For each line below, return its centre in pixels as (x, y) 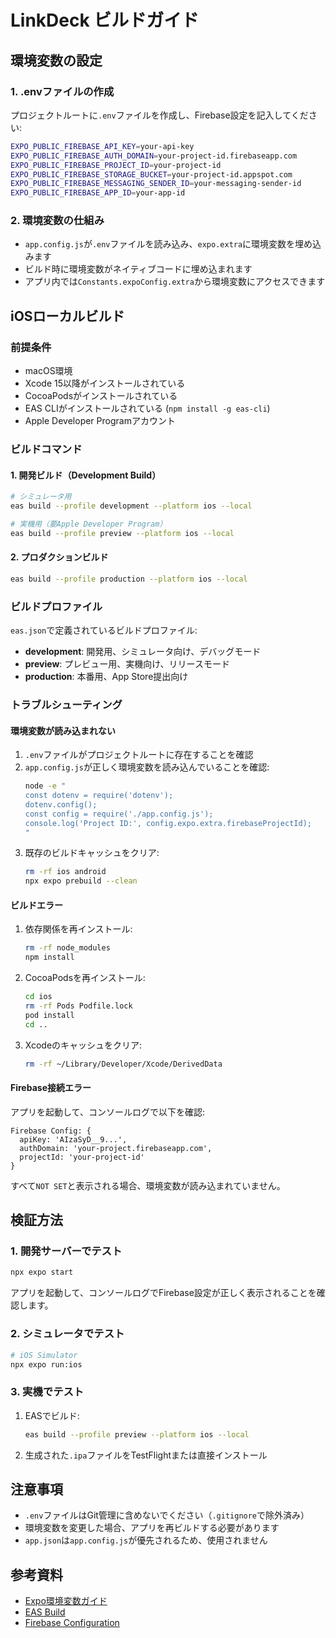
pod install (49, 1015)
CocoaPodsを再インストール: (85, 978)
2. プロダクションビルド (59, 557)
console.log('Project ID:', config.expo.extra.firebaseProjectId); (168, 823)
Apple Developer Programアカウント (100, 421)
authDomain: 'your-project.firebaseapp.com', (116, 1148)
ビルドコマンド (46, 449)
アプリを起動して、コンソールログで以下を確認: (107, 1112)
